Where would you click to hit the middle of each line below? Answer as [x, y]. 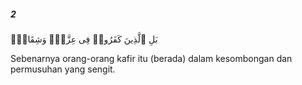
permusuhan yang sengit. [63, 69]
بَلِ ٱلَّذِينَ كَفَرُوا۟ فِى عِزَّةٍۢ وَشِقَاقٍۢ [84, 39]
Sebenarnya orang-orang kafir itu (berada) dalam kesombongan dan [151, 58]
